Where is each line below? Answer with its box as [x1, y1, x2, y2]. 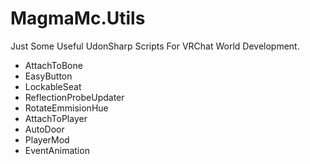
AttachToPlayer [24, 112, 88, 124]
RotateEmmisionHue [24, 102, 109, 114]
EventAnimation [24, 144, 90, 156]
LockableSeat [24, 80, 82, 92]
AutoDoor [24, 123, 65, 135]
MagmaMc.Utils [10, 7, 146, 30]
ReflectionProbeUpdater [24, 91, 125, 103]
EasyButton [24, 70, 73, 82]
